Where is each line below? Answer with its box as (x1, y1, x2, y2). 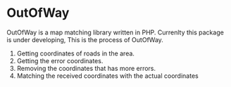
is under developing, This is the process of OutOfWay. (6, 35, 163, 43)
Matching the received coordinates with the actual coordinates (16, 72, 199, 80)
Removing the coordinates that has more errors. (16, 64, 156, 72)
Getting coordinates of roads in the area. (16, 49, 135, 58)
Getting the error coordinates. (16, 56, 104, 65)
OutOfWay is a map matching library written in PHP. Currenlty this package (6, 28, 225, 36)
